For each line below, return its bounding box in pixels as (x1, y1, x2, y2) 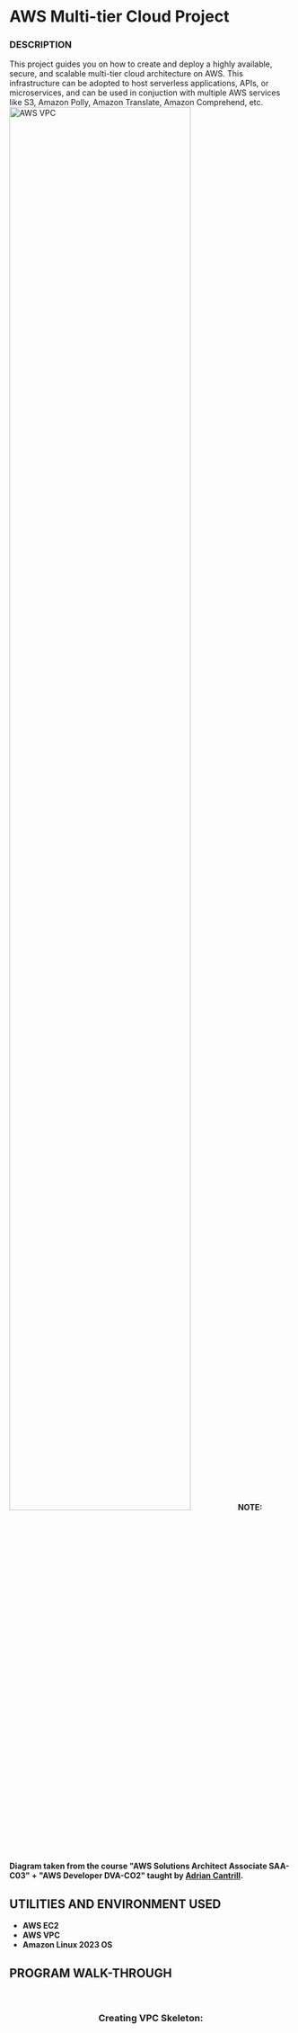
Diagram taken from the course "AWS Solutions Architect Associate (9, 1860, 267, 1872)
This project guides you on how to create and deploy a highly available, (9, 58, 273, 69)
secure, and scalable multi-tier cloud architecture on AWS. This (9, 68, 244, 79)
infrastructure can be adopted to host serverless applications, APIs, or (9, 78, 269, 89)
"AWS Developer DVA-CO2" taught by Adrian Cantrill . (39, 1870, 244, 1881)
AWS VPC (22, 1930, 61, 1940)
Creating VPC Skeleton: (98, 2012, 204, 2025)
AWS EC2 (22, 1921, 59, 1931)
